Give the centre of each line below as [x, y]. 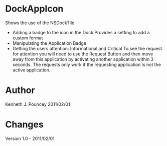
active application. [31, 70]
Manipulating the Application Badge [49, 43]
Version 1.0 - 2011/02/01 [30, 138]
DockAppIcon [34, 9]
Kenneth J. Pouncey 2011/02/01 [38, 104]
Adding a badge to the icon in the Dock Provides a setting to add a [81, 32]
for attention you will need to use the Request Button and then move [83, 54]
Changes [24, 125]
